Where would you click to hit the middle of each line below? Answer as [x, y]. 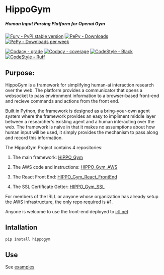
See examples [20, 267]
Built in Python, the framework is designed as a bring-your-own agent [77, 111]
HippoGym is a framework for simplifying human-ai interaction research [80, 85]
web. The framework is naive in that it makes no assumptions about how [80, 127]
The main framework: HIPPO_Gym [48, 157]
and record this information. [34, 137]
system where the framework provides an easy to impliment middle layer [80, 116]
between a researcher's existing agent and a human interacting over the [80, 121]
